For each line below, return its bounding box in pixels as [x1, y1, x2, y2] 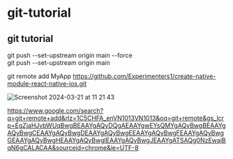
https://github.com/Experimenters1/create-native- [73, 72, 216, 80]
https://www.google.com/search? [7, 107, 104, 114]
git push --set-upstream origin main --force [7, 51, 133, 59]
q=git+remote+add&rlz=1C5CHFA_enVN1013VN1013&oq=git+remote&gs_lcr [7, 114, 225, 122]
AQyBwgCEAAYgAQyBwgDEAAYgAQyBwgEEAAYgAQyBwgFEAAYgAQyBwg [7, 129, 225, 137]
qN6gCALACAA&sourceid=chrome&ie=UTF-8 [7, 144, 139, 151]
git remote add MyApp [7, 72, 72, 80]
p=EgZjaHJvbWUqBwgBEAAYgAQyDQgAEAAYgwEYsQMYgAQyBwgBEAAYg [7, 121, 226, 130]
